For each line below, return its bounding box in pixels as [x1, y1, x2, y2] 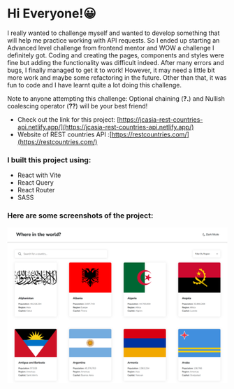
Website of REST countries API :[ [17, 130, 112, 139]
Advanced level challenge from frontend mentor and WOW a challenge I [7, 43, 214, 52]
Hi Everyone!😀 [7, 6, 96, 22]
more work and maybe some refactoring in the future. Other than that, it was [7, 73, 227, 82]
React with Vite [17, 171, 61, 180]
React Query [17, 178, 54, 187]
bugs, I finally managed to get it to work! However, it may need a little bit [7, 66, 215, 74]
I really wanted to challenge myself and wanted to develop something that [7, 29, 220, 37]
